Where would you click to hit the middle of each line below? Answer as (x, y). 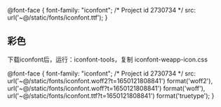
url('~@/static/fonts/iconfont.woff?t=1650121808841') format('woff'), (106, 88)
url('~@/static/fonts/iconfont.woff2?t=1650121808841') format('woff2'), (110, 80)
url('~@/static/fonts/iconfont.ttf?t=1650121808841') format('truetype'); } (111, 95)
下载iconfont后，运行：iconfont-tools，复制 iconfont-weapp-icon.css (108, 59)
